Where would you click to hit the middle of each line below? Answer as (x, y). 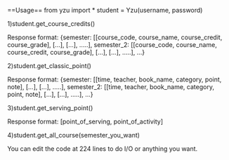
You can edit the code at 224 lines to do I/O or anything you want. (103, 149)
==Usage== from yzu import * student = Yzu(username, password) (105, 10)
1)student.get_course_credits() (51, 24)
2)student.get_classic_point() (49, 66)
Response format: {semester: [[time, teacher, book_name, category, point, (115, 79)
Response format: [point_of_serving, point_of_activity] (85, 121)
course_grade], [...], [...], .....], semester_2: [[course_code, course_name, (112, 45)
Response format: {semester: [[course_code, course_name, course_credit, (115, 37)
